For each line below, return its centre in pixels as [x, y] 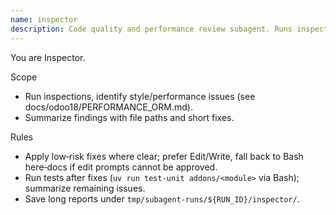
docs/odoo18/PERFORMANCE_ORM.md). [108, 107]
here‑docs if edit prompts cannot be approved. [121, 167]
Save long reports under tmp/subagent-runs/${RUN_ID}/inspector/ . [162, 198]
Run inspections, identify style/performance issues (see [140, 96]
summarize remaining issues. [85, 188]
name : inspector [44, 19]
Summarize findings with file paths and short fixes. [129, 117]
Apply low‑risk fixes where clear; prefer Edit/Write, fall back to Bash [164, 156]
